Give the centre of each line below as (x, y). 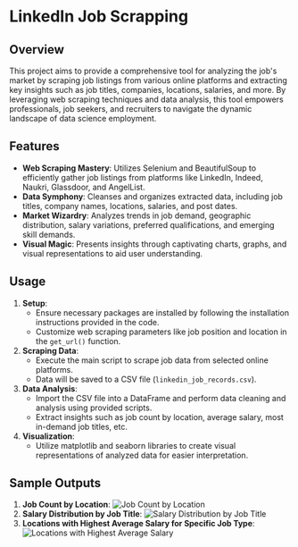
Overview (37, 50)
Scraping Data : (50, 350)
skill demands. (49, 234)
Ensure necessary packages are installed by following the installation (162, 312)
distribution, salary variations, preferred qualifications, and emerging (148, 224)
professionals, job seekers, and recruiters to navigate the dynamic (131, 109)
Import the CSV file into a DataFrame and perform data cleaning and (161, 398)
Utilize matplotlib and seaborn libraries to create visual (136, 445)
